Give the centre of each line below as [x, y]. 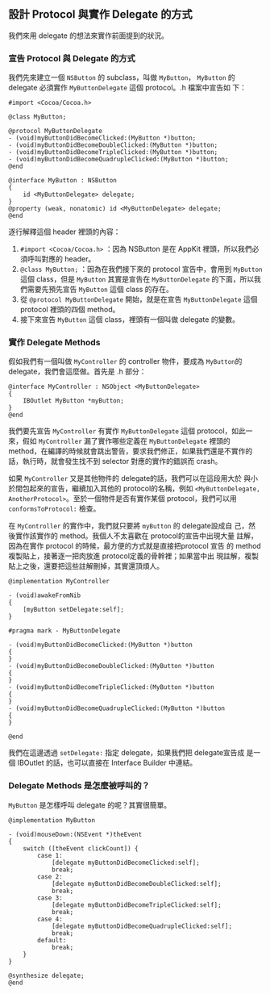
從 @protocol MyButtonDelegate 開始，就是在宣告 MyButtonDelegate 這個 [139, 299]
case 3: [50, 898]
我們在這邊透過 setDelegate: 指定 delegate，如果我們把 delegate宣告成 [127, 753]
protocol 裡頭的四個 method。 [70, 310]
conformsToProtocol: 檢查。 [54, 509]
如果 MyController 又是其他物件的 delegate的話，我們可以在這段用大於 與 [130, 478]
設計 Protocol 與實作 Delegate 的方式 [101, 15]
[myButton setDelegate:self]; [74, 610]
